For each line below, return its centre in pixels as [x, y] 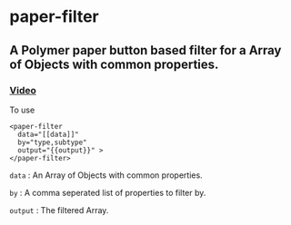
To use [22, 110]
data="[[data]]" [48, 134]
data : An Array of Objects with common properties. [106, 175]
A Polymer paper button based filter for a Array [145, 50]
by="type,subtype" [53, 142]
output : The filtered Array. [59, 210]
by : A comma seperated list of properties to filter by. [108, 192]
